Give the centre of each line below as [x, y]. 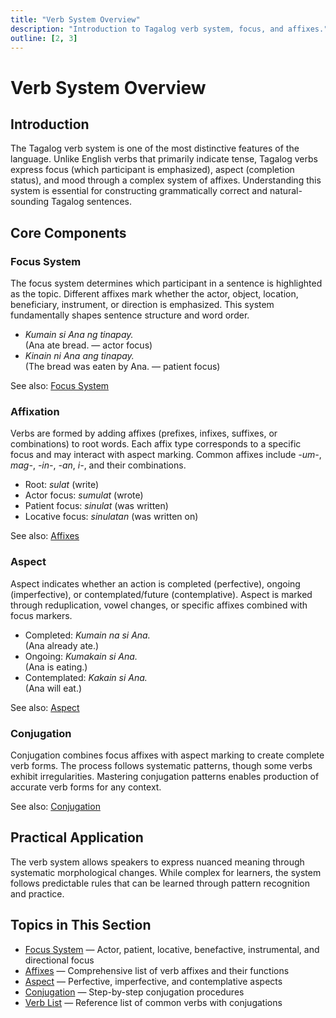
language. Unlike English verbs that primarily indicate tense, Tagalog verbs [164, 159]
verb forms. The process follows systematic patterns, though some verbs [161, 765]
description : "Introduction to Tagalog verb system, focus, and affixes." [169, 29]
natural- [286, 191]
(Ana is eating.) [56, 667]
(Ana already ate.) [62, 645]
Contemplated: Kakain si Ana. [86, 677]
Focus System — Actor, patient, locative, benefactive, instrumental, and [172, 949]
